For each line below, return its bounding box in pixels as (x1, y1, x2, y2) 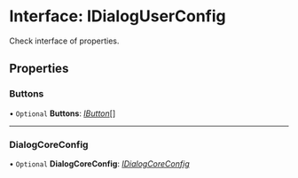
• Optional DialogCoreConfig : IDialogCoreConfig (9, 158, 190, 169)
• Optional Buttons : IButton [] (9, 108, 116, 119)
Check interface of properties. (9, 35, 120, 46)
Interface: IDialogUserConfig (9, 6, 226, 27)
